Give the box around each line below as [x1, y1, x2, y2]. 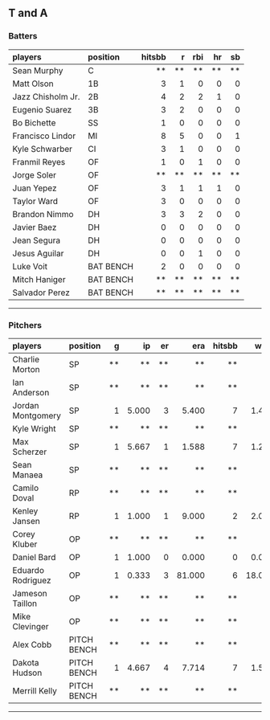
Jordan [12, 399, 39, 411]
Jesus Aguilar [12, 247, 64, 259]
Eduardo [12, 564, 45, 575]
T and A [8, 6, 48, 20]
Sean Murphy [12, 64, 63, 76]
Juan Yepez [12, 182, 58, 194]
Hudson [12, 667, 43, 678]
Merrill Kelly [12, 685, 58, 696]
